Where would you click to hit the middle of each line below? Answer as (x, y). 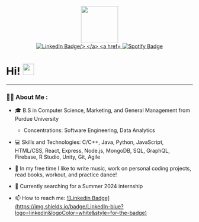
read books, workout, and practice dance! (66, 175)
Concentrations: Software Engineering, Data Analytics (89, 130)
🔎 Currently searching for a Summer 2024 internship (79, 186)
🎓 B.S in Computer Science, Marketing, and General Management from (102, 110)
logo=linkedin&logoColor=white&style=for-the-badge (80, 213)
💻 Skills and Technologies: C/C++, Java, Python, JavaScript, (89, 142)
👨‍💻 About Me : (27, 97)
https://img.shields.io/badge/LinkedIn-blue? (70, 207)
